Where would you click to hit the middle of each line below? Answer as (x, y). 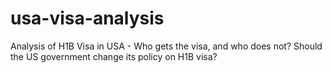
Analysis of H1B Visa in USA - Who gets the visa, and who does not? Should (166, 46)
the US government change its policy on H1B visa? (114, 56)
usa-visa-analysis (87, 18)
